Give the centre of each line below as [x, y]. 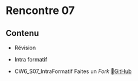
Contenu [22, 33]
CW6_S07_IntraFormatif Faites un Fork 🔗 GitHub [73, 71]
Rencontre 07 [40, 11]
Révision [25, 48]
